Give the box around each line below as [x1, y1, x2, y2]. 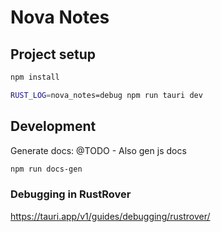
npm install [10, 72, 60, 82]
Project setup [10, 46, 97, 63]
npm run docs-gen [10, 164, 83, 174]
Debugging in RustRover [10, 187, 132, 201]
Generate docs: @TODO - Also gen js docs [10, 144, 187, 156]
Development [10, 118, 97, 135]
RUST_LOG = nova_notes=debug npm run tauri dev [10, 90, 203, 100]
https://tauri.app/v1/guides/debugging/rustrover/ [10, 210, 211, 222]
